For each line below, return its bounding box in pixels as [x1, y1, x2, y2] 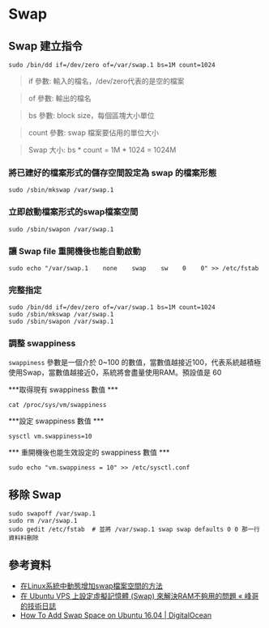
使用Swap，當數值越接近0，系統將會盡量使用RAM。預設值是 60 [8, 367, 222, 377]
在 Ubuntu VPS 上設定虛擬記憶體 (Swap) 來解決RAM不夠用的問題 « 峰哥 [19, 592, 259, 601]
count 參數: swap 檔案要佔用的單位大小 [28, 128, 160, 138]
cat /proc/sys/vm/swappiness [8, 401, 107, 409]
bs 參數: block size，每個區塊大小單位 [28, 111, 156, 120]
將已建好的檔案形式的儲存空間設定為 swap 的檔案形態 [8, 167, 217, 178]
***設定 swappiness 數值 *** [8, 416, 105, 426]
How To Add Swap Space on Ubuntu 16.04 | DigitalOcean [19, 610, 212, 620]
